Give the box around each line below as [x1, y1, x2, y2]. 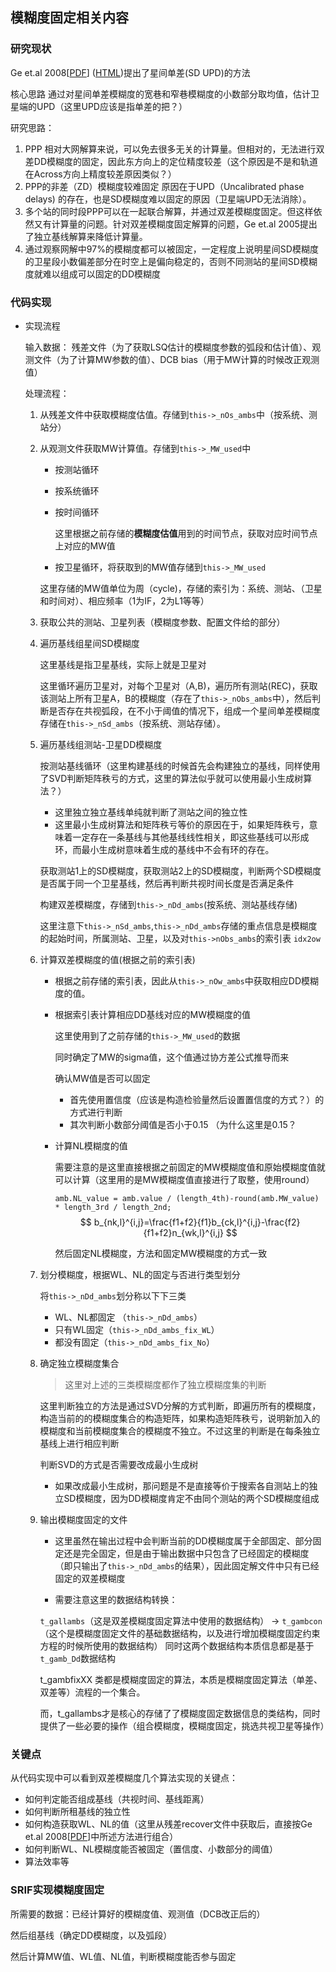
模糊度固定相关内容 [10, 9, 129, 27]
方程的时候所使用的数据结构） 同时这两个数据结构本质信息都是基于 [39, 1639, 315, 1652]
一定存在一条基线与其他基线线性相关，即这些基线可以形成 [72, 831, 310, 843]
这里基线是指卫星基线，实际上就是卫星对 [39, 658, 207, 670]
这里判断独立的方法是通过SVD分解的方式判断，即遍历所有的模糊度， [39, 1399, 322, 1412]
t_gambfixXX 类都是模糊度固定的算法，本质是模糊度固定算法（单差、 [39, 1673, 323, 1685]
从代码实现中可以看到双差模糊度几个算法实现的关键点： [10, 1772, 238, 1784]
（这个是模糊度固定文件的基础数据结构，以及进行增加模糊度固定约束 [39, 1627, 321, 1639]
